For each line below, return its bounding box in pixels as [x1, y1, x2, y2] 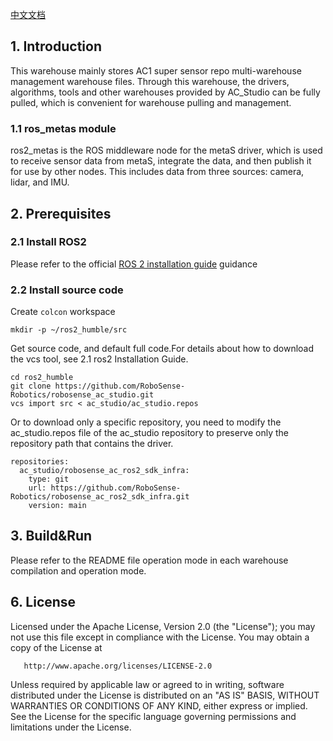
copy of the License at [10, 641, 103, 653]
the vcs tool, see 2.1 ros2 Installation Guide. [10, 353, 189, 365]
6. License [10, 594, 77, 611]
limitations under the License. [10, 721, 132, 733]
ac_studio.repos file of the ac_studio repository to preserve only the [10, 427, 290, 439]
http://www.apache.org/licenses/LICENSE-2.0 [23, 661, 213, 671]
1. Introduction [10, 38, 102, 55]
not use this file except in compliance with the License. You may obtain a [10, 631, 310, 643]
